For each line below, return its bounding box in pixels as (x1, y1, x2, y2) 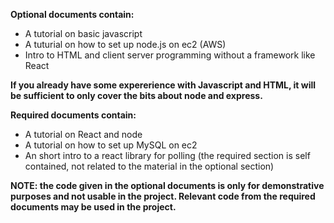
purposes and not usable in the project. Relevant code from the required (10, 190, 316, 202)
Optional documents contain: (10, 9, 135, 20)
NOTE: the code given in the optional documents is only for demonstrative (10, 180, 325, 191)
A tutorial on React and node (24, 129, 143, 140)
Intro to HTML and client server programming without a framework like (24, 49, 316, 61)
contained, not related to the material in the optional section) (24, 160, 275, 172)
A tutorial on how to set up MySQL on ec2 (24, 139, 198, 151)
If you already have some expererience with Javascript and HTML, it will (10, 79, 317, 91)
